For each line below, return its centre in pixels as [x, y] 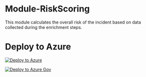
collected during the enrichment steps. [44, 27]
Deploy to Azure [38, 47]
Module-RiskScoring [47, 9]
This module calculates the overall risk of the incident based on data [73, 22]
